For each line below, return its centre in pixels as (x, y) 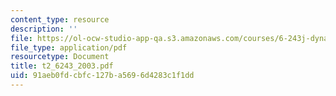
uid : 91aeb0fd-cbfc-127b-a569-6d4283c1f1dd (102, 76)
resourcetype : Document (60, 57)
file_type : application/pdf (69, 47)
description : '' (44, 29)
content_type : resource (60, 19)
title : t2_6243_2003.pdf (62, 66)
